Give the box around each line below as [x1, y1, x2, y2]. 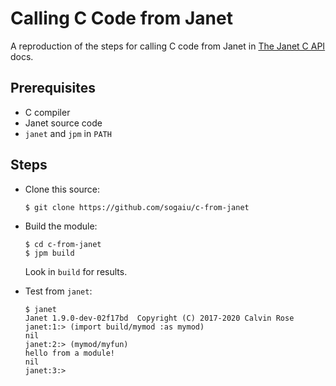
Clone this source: [24, 183, 101, 195]
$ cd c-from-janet [24, 239, 102, 249]
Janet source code [24, 117, 103, 129]
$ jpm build [24, 248, 75, 258]
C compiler [24, 106, 71, 118]
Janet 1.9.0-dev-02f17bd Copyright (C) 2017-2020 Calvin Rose [24, 313, 295, 323]
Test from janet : [24, 285, 93, 297]
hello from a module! [24, 348, 115, 358]
